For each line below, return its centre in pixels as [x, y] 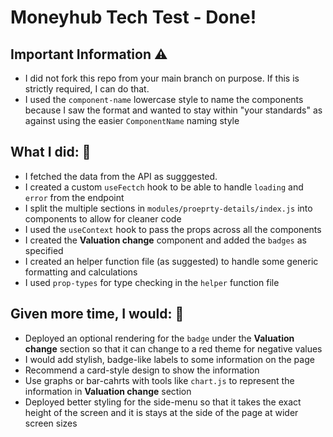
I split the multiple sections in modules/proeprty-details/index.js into [168, 208]
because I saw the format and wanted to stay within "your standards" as [173, 110]
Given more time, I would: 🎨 [97, 314]
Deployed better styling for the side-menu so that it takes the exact [163, 402]
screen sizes [51, 423]
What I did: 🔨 [51, 152]
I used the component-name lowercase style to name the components [164, 99]
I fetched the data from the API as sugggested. [121, 176]
